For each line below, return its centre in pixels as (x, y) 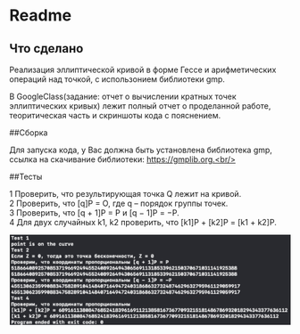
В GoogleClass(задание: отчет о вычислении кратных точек (123, 96)
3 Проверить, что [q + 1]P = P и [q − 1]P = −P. (95, 213)
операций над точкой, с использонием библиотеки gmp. (117, 79)
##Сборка (29, 133)
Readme (41, 16)
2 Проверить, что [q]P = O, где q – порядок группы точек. (119, 203)
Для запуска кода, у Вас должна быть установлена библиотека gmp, (141, 150)
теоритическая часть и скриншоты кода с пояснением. (115, 115)
